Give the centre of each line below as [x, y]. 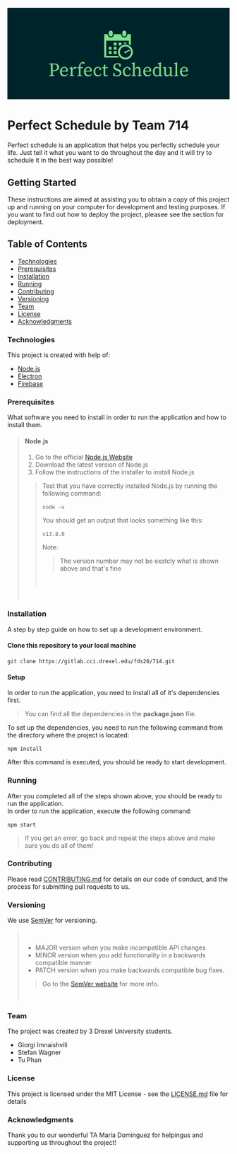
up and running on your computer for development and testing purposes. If [116, 206]
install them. [25, 425]
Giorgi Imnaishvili [43, 1045]
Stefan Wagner [39, 1053]
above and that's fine [91, 568]
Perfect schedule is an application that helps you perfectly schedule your [114, 145]
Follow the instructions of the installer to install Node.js [115, 472]
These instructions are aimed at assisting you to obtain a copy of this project [119, 199]
